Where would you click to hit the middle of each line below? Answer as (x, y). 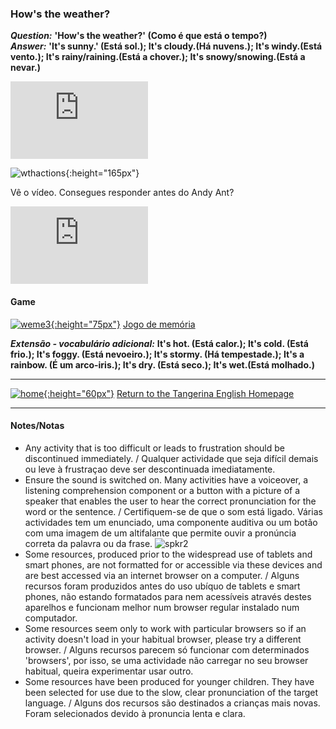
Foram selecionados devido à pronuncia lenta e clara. (135, 713)
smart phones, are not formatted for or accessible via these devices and (173, 564)
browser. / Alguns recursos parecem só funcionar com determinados (167, 649)
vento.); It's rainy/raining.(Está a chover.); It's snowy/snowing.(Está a (158, 57)
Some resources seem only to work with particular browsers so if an (165, 628)
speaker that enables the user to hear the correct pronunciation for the (170, 501)
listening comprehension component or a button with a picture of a (162, 490)
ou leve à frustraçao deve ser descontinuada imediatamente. (150, 469)
